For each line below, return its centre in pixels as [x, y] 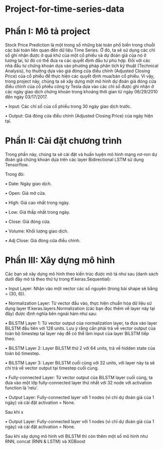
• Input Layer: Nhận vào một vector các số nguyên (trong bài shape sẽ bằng [81, 289]
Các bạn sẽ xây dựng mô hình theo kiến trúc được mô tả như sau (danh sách [82, 274]
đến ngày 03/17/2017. [26, 97]
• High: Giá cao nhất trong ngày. [37, 203]
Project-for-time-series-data [65, 9]
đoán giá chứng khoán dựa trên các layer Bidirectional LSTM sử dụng [74, 159]
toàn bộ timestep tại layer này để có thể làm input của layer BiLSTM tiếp [77, 333]
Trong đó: [15, 174]
